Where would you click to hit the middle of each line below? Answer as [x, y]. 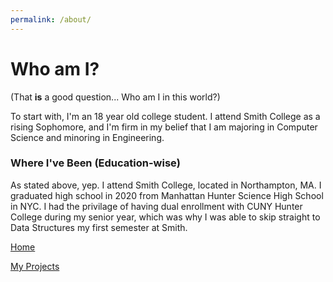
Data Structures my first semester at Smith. [99, 227]
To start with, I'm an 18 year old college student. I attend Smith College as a [165, 116]
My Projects [35, 266]
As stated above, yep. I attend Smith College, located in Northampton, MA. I [166, 185]
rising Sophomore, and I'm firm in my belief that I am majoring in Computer [164, 127]
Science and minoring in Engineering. [87, 137]
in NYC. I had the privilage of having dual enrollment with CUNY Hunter [156, 206]
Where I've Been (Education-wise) [95, 163]
